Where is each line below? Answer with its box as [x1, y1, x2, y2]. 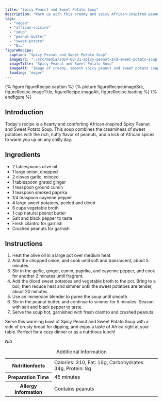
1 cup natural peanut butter [12, 210, 66, 216]
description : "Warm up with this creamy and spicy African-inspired [5, 12, 147, 17]
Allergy [20, 383, 37, 389]
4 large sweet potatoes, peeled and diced [12, 200, 96, 206]
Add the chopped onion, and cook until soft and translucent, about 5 [12, 258, 149, 263]
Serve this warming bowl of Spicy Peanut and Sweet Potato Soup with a [5, 319, 149, 325]
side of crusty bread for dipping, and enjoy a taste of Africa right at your [5, 324, 149, 330]
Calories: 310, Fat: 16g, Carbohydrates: [54, 359, 145, 366]
